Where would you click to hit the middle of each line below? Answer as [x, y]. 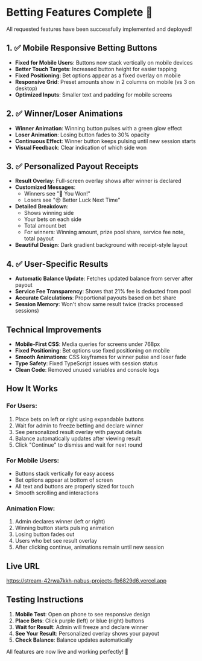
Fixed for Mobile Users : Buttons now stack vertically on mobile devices [104, 62]
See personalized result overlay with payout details [78, 432]
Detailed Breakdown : [42, 206]
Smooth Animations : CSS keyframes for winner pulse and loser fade [101, 357]
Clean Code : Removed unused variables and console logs [87, 370]
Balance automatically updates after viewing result [77, 438]
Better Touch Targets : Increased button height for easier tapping [96, 69]
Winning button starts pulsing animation [65, 528]
